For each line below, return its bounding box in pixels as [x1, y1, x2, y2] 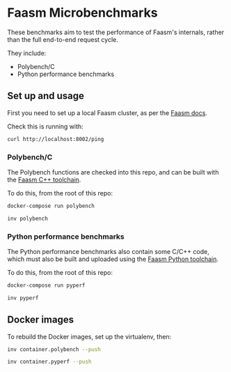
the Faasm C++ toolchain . [7, 175, 81, 184]
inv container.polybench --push [7, 345, 101, 353]
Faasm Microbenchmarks [7, 5, 158, 21]
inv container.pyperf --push [7, 358, 92, 366]
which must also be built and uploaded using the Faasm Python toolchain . [7, 255, 219, 263]
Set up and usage [7, 90, 85, 102]
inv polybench [7, 215, 49, 222]
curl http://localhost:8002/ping [7, 135, 104, 142]
